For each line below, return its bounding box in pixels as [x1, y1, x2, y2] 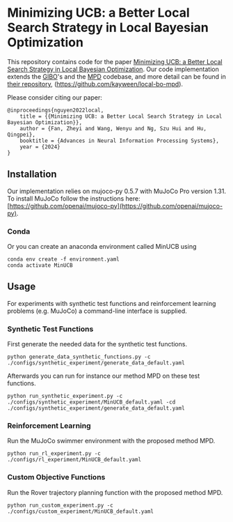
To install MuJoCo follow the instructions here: [7, 194, 140, 203]
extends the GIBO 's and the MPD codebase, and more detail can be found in [7, 72, 226, 81]
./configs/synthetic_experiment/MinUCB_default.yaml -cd [7, 399, 176, 406]
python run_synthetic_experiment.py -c [7, 392, 123, 400]
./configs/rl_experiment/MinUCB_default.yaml [7, 456, 141, 463]
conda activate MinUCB [7, 262, 73, 269]
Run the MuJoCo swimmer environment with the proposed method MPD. [7, 437, 216, 445]
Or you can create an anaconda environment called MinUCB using [7, 243, 197, 251]
